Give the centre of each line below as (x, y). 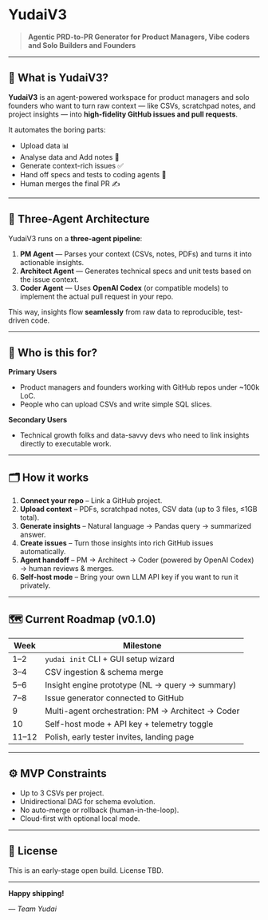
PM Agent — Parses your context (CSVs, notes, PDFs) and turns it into (136, 254)
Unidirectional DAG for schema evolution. (87, 801)
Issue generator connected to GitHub (114, 698)
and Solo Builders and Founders (82, 45)
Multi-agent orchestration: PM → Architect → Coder (142, 711)
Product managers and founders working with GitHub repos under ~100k (140, 387)
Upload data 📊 (45, 145)
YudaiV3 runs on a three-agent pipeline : (75, 238)
